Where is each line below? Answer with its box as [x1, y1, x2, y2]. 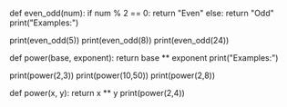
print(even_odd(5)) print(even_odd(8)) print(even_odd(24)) [9, 35, 230, 45]
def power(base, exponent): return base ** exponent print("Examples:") [9, 53, 279, 63]
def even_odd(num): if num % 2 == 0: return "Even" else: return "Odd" [9, 8, 275, 18]
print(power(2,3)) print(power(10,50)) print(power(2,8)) [9, 70, 216, 81]
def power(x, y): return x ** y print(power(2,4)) [9, 88, 185, 98]
